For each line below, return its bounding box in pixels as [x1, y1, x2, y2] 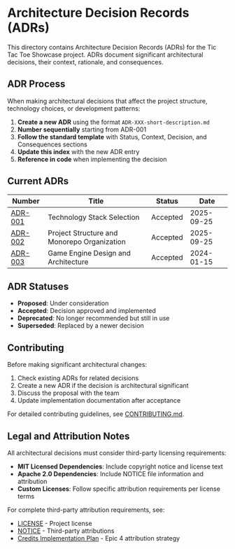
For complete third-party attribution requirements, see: [7, 506, 165, 514]
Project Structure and [48, 228, 118, 237]
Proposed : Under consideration [17, 299, 109, 307]
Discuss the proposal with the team [17, 389, 120, 397]
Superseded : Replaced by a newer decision [17, 321, 145, 330]
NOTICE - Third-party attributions [17, 527, 115, 535]
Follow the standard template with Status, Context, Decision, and [17, 132, 208, 141]
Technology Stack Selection [48, 212, 140, 222]
